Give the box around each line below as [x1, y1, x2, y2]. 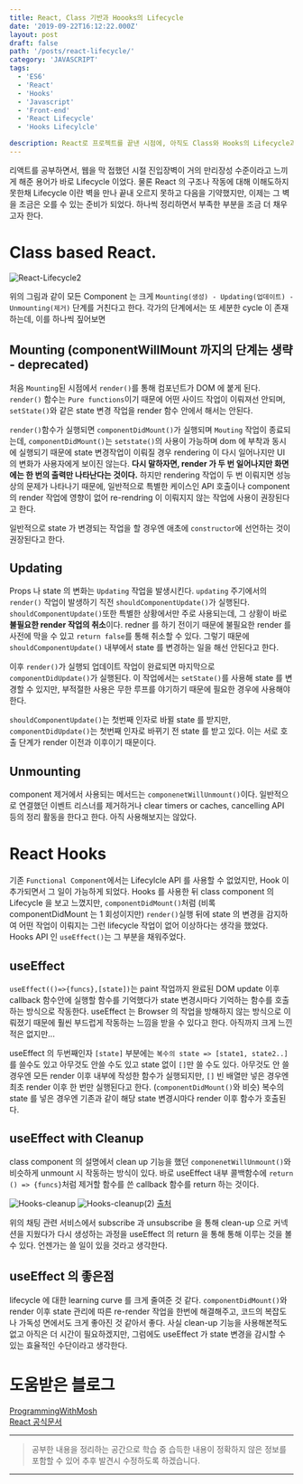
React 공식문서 [9, 1416, 63, 1427]
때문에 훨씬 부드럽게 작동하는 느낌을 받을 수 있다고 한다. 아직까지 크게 [32, 1017, 277, 1027]
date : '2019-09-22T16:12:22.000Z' [9, 22, 140, 31]
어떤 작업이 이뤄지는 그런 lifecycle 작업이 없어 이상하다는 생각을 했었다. [18, 920, 269, 931]
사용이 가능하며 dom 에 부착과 [164, 435, 271, 446]
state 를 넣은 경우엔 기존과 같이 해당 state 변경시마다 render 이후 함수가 [9, 1093, 263, 1103]
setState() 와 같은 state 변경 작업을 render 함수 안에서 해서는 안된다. [9, 404, 253, 416]
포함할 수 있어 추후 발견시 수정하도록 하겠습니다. [31, 1455, 200, 1466]
